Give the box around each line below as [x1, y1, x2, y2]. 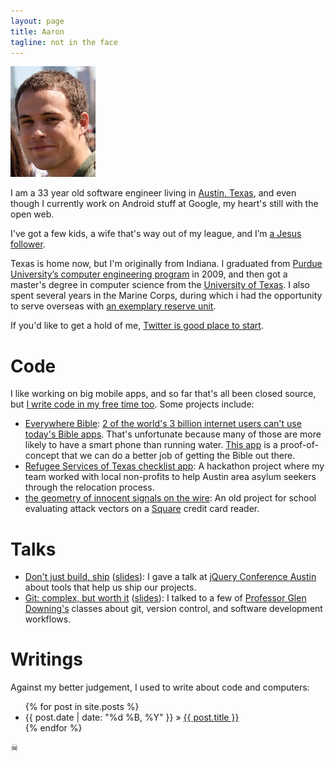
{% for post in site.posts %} [24, 701, 140, 713]
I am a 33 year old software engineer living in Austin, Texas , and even [10, 187, 297, 199]
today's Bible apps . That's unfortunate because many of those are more [24, 428, 322, 440]
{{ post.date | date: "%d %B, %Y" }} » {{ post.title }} [24, 711, 240, 724]
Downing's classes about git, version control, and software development [24, 603, 323, 615]
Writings [10, 648, 83, 671]
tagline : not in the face [10, 37, 118, 47]
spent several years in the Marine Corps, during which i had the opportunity [10, 290, 323, 302]
